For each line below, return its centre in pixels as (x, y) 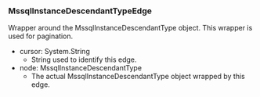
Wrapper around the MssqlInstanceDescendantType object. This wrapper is (130, 28)
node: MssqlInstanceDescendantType (81, 68)
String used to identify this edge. (84, 59)
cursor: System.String (54, 52)
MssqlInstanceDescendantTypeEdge (80, 11)
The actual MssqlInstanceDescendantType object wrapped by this (138, 77)
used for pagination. (41, 36)
